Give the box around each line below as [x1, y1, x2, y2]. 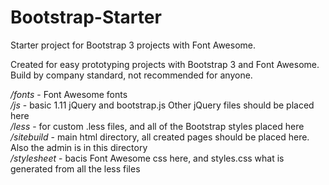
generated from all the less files [10, 162, 141, 175]
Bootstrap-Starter [10, 6, 162, 29]
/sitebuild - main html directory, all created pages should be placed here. [10, 131, 310, 143]
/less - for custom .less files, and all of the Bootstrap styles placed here [10, 120, 305, 132]
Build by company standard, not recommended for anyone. [10, 69, 253, 81]
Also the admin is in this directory [10, 141, 148, 153]
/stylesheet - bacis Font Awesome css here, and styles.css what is [10, 152, 285, 164]
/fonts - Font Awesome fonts [10, 88, 128, 100]
